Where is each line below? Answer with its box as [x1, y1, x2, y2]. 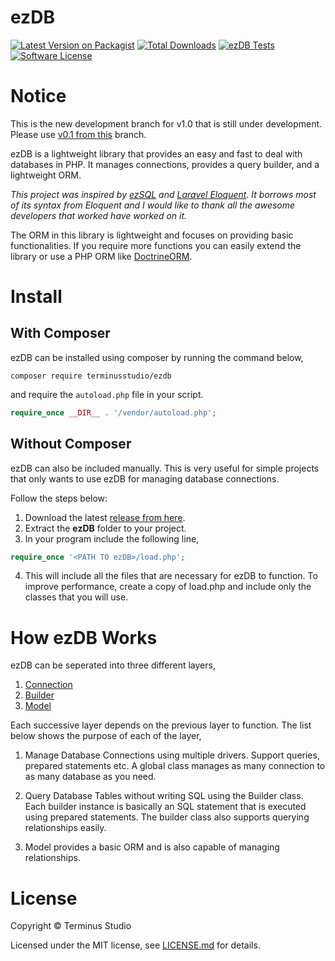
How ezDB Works [10, 626, 158, 649]
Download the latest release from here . [24, 511, 186, 523]
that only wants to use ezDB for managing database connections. [10, 472, 280, 485]
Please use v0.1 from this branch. [10, 128, 147, 140]
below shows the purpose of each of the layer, [10, 730, 202, 742]
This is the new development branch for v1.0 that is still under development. [10, 117, 323, 130]
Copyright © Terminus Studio [10, 920, 132, 932]
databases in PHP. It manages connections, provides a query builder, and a [10, 158, 320, 170]
